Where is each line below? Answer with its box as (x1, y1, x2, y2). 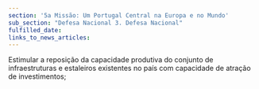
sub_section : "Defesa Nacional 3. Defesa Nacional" (8, 19, 183, 27)
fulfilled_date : (8, 26, 62, 34)
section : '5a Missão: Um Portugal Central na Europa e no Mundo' (8, 11, 229, 20)
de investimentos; (8, 72, 67, 81)
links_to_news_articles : (8, 33, 91, 42)
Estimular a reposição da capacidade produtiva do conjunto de (8, 55, 214, 65)
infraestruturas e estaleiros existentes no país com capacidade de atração (8, 64, 252, 73)
